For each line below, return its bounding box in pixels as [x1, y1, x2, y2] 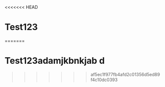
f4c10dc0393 [90, 77, 118, 83]
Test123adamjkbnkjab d [4, 55, 105, 66]
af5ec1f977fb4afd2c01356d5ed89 [90, 71, 160, 77]
